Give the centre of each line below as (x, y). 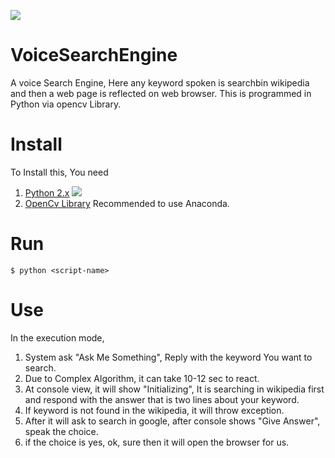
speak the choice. (61, 431)
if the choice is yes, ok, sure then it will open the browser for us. (157, 442)
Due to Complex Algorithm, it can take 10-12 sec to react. (142, 378)
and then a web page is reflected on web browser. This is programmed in (161, 93)
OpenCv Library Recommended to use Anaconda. (127, 203)
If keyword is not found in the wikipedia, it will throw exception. (154, 410)
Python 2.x (47, 192)
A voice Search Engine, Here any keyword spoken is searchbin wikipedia (160, 82)
